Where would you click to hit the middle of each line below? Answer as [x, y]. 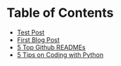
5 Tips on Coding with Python [60, 55]
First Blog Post [38, 39]
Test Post [31, 32]
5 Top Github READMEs [51, 47]
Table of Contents [60, 13]
